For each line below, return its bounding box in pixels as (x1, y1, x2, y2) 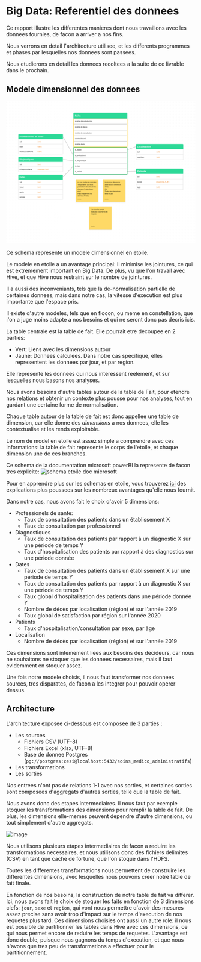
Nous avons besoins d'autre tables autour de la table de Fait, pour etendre (6, 388, 190, 395)
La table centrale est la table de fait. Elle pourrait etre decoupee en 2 (6, 327, 176, 335)
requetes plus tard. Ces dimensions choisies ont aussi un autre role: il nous (6, 917, 192, 924)
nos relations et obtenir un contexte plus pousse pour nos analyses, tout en (6, 395, 193, 402)
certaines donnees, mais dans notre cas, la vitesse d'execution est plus (6, 291, 183, 299)
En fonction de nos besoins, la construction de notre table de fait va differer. (6, 891, 194, 898)
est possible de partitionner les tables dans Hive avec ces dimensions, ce (6, 923, 188, 930)
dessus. (6, 686, 26, 693)
